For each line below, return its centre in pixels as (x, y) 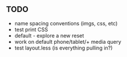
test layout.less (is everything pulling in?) (63, 48)
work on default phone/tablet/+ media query (68, 41)
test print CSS (31, 29)
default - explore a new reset (49, 35)
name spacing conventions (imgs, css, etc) (66, 23)
